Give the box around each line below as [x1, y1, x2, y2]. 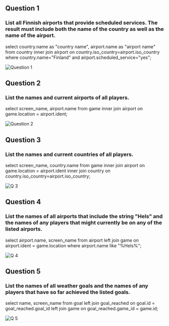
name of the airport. [5, 32, 56, 39]
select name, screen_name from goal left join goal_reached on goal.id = [5, 300, 155, 306]
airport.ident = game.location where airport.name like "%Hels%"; [5, 242, 142, 248]
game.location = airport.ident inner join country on [5, 168, 111, 174]
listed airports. [5, 225, 43, 233]
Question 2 [5, 79, 41, 88]
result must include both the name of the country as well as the [5, 25, 164, 32]
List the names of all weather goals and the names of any [5, 282, 149, 289]
